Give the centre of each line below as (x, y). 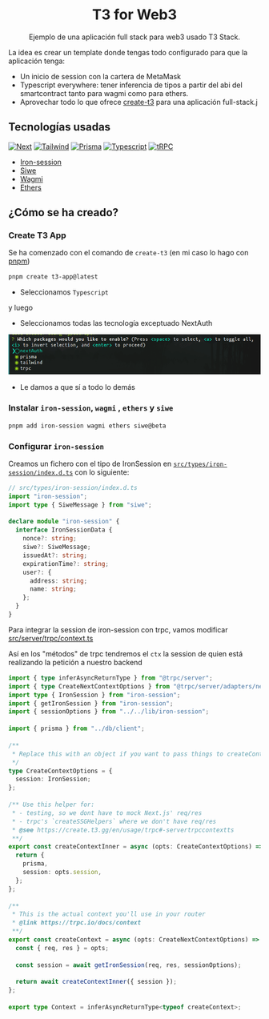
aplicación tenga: (37, 61)
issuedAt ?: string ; (55, 555)
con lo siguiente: (102, 472)
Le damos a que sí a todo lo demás (78, 387)
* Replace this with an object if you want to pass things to (118, 754)
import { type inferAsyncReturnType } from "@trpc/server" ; (111, 678)
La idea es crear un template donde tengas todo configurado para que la (128, 52)
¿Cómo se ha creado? (63, 213)
